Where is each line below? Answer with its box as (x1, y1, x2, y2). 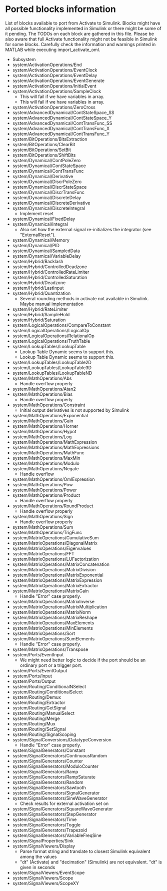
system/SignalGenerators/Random (12, 779, 83, 785)
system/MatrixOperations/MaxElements (12, 619, 94, 626)
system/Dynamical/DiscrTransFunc (12, 189, 85, 195)
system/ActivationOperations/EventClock (12, 67, 97, 73)
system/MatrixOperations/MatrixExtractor (12, 582, 98, 588)
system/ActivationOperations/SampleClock (12, 88, 101, 94)
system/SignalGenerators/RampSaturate (12, 774, 96, 780)
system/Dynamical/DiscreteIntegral (12, 205, 85, 211)
